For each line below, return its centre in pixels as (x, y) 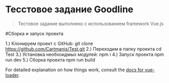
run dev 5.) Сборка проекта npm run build (50, 59)
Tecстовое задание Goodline (69, 9)
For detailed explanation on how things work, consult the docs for (75, 70)
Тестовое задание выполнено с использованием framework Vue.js (91, 24)
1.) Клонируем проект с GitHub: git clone (49, 43)
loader (12, 75)
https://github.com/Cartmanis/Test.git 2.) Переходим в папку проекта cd (83, 49)
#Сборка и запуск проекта (35, 33)
